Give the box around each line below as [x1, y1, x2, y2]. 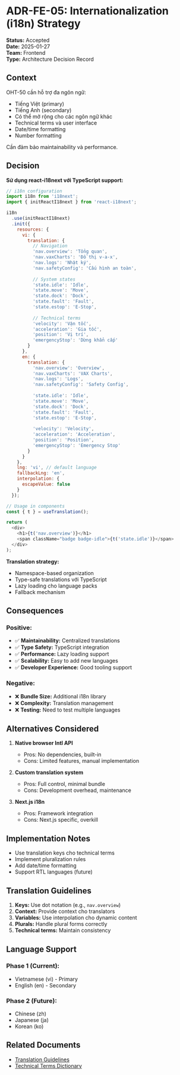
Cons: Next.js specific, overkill [23, 816, 98, 824]
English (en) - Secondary [14, 981, 76, 989]
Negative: [6, 679, 36, 688]
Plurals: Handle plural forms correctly [14, 921, 108, 928]
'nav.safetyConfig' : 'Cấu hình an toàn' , [32, 265, 137, 271]
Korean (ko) [14, 1023, 44, 1030]
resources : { [17, 226, 49, 232]
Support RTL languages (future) [14, 868, 93, 875]
